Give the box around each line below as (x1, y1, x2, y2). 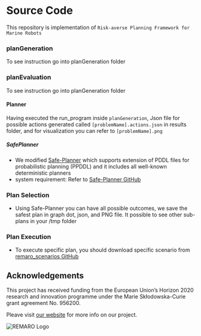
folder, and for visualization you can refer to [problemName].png (6, 127, 163, 134)
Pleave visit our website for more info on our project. (6, 311, 137, 318)
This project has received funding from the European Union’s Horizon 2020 (6, 286, 194, 294)
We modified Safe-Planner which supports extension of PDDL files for (15, 156, 189, 164)
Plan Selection (6, 190, 50, 199)
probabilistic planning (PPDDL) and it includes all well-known (15, 163, 168, 170)
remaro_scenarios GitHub (15, 253, 79, 260)
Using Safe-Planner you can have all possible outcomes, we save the (15, 204, 188, 212)
